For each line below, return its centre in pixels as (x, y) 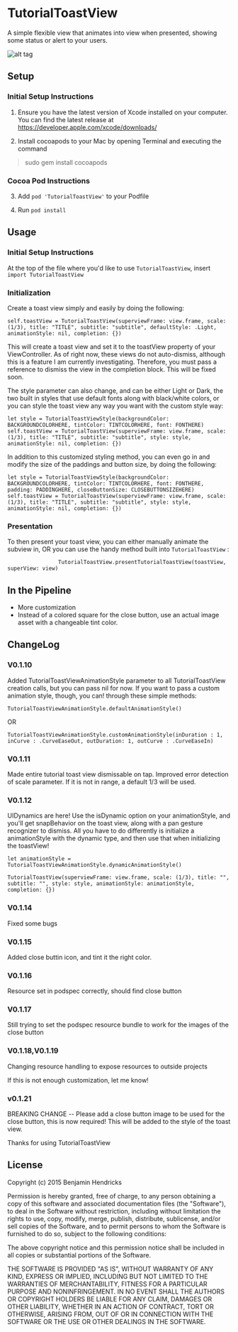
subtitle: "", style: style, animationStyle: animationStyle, (101, 884)
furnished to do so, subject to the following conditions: (87, 1233)
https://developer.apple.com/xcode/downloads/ (87, 127)
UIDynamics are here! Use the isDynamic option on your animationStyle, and (119, 816)
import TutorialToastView (45, 275)
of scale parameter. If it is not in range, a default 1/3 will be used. (102, 782)
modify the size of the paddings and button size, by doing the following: (112, 464)
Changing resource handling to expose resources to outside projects (107, 1066)
